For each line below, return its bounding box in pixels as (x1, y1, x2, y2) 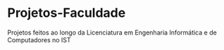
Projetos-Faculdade (7, 5, 126, 21)
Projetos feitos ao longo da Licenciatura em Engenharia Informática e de (7, 28, 217, 37)
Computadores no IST (7, 35, 72, 44)
